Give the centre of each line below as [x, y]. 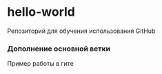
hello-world [41, 12]
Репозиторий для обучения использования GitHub [81, 31]
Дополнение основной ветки [59, 49]
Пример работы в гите [40, 64]
